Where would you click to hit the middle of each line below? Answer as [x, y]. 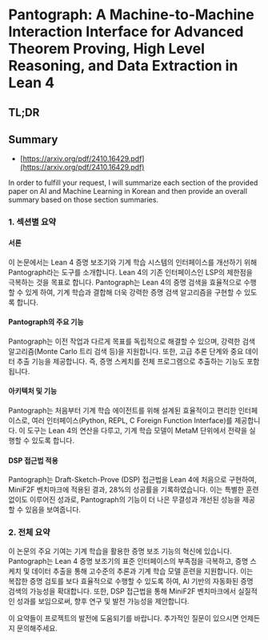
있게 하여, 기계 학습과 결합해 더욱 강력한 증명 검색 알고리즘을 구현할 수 [134, 292]
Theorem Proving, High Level [107, 49]
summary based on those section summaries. [83, 200]
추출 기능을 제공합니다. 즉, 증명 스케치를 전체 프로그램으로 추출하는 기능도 [131, 361]
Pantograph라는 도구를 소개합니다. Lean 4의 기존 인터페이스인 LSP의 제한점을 [131, 272]
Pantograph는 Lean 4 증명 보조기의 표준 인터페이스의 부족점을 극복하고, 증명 [128, 562]
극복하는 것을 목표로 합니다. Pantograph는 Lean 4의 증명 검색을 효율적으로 [125, 282]
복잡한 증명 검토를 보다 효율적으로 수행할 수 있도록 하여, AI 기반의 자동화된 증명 [131, 582]
